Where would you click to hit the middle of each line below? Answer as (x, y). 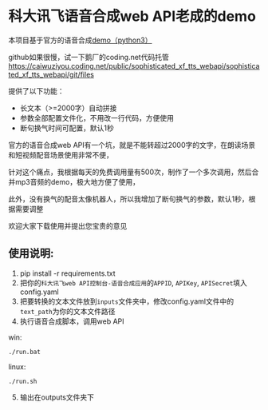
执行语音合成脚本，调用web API (72, 321)
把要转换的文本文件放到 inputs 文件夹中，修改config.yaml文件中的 (126, 301)
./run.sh (23, 381)
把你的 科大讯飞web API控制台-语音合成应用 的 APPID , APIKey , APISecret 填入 (133, 283)
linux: (17, 366)
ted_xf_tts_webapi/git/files (51, 74)
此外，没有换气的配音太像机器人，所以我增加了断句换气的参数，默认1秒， (128, 199)
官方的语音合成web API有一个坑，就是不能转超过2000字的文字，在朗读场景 (132, 145)
